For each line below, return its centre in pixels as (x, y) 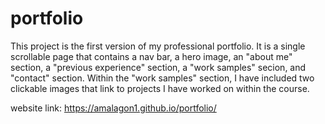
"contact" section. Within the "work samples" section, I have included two (162, 78)
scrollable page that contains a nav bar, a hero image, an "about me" (151, 56)
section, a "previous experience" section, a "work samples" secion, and (158, 67)
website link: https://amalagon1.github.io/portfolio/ (113, 108)
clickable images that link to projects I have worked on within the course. (160, 88)
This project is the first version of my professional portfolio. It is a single (158, 46)
